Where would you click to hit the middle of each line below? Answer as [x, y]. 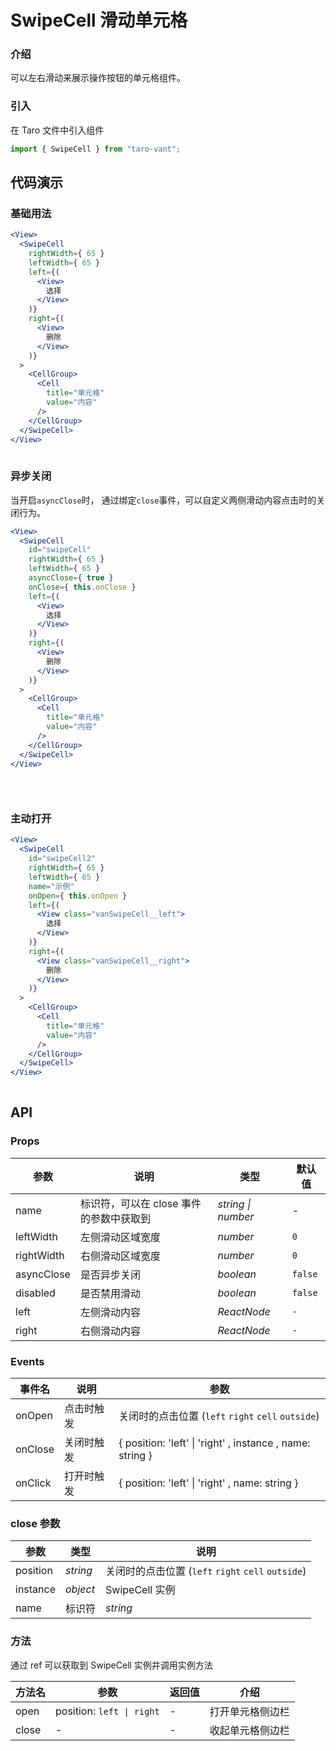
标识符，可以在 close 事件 [140, 1203]
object [80, 1589]
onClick [33, 1483]
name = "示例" [51, 886]
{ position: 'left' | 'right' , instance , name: [214, 1443]
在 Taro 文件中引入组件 [57, 130]
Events [27, 1361]
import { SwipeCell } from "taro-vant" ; [96, 149]
